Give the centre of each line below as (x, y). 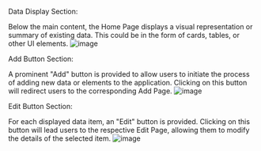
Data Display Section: (43, 11)
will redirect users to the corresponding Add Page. (90, 91)
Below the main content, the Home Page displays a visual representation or (130, 26)
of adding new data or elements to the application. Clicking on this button (128, 83)
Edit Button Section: (40, 106)
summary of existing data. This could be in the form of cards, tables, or (124, 35)
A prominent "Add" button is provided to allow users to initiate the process (129, 74)
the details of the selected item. (60, 138)
